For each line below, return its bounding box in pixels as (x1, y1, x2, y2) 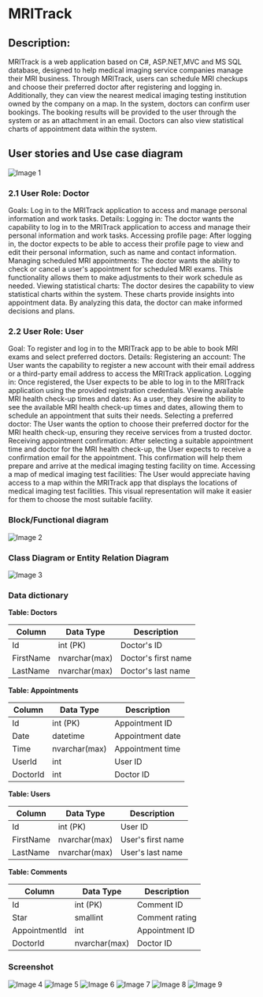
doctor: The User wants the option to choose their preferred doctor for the (8, 419, 250, 429)
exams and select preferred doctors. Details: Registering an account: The (8, 352, 246, 362)
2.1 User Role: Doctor (8, 187, 90, 198)
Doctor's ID (120, 640, 163, 651)
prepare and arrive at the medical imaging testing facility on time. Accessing (8, 461, 256, 470)
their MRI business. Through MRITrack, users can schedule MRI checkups (8, 74, 248, 83)
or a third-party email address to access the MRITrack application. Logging (8, 369, 252, 379)
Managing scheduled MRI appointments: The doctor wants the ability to (8, 256, 240, 265)
